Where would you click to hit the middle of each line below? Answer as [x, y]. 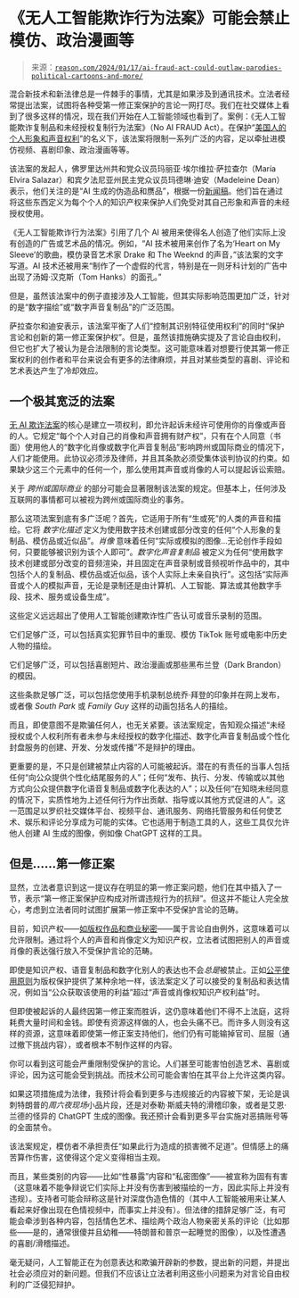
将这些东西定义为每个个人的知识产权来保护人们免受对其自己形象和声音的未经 [149, 202]
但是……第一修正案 [62, 864]
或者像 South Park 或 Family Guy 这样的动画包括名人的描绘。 [121, 705]
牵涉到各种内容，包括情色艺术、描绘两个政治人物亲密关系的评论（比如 [153, 1220]
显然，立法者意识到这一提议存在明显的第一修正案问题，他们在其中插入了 [141, 887]
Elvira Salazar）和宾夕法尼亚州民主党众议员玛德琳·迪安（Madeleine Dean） [147, 179]
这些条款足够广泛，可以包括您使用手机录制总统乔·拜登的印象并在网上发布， [147, 695]
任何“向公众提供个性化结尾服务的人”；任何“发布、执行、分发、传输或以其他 [147, 777]
